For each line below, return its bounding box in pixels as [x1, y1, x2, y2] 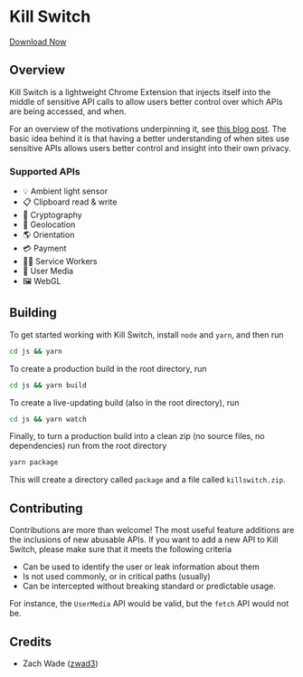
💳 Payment [22, 243, 67, 254]
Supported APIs [9, 165, 80, 177]
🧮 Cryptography [22, 210, 83, 221]
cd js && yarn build [9, 380, 88, 390]
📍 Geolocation [22, 219, 76, 230]
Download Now [9, 36, 67, 47]
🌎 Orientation [22, 229, 75, 241]
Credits [9, 634, 52, 649]
